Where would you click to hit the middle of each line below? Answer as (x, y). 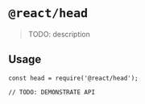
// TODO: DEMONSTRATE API (52, 92)
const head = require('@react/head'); (73, 78)
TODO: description (59, 34)
